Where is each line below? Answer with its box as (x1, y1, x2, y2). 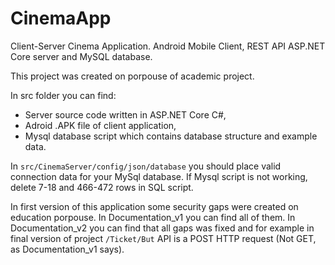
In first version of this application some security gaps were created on (10, 200, 299, 212)
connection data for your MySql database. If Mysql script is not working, (10, 170, 308, 182)
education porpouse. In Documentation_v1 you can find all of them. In (10, 211, 296, 223)
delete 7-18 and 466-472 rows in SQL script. (10, 181, 194, 193)
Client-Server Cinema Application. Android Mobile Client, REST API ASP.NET (10, 40, 326, 52)
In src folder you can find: (10, 89, 117, 101)
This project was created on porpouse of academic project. (10, 70, 255, 82)
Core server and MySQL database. (10, 50, 153, 62)
